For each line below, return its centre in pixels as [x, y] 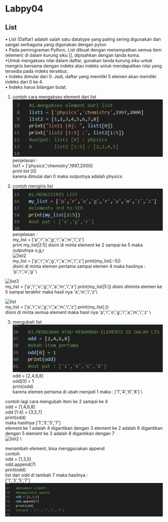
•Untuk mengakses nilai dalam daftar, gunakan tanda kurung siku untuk [79, 60]
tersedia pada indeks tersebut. [37, 71]
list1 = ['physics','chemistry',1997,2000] [52, 165]
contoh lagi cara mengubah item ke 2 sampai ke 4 [57, 402]
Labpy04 [24, 9]
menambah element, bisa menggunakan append [55, 448]
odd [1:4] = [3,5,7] [24, 412]
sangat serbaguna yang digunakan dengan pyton [56, 45]
